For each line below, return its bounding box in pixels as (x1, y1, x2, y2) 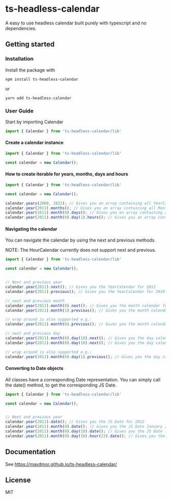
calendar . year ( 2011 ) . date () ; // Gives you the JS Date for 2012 (5, 419, 145, 425)
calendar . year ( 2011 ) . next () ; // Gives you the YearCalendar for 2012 (5, 284, 156, 290)
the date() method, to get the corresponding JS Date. (5, 382, 117, 388)
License (5, 476, 31, 485)
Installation (5, 55, 34, 63)
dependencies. (5, 25, 37, 31)
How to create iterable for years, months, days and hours (5, 171, 128, 177)
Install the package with (5, 67, 55, 73)
